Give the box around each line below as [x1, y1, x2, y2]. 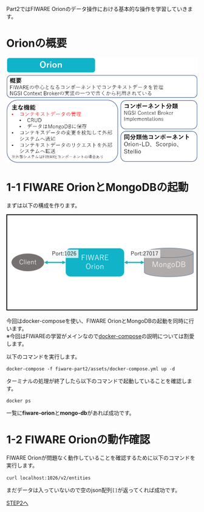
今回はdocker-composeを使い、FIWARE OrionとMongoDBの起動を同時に [6, 317, 189, 325]
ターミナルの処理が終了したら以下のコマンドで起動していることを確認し [6, 378, 187, 385]
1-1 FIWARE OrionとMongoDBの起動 [6, 181, 189, 195]
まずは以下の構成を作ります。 [6, 202, 81, 209]
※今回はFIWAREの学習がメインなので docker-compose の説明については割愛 [6, 333, 195, 340]
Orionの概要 [6, 36, 67, 50]
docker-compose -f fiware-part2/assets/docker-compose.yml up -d [6, 366, 175, 372]
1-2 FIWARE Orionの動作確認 [6, 433, 151, 447]
